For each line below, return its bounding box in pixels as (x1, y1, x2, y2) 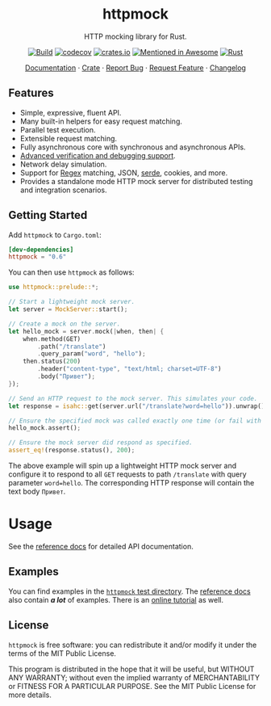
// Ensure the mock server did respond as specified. (8, 439, 194, 447)
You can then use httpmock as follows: (8, 267, 135, 277)
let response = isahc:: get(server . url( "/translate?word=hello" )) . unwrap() (8, 401, 265, 410)
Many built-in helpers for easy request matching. (19, 116, 183, 126)
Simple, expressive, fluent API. (19, 107, 122, 117)
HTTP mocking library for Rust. (84, 32, 187, 41)
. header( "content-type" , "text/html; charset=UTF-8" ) (37, 365, 222, 373)
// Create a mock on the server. (8, 320, 121, 328)
